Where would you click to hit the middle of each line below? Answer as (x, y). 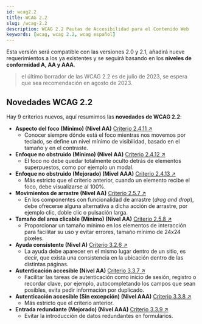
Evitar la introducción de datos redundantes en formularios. (99, 315)
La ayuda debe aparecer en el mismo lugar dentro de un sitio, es (105, 251)
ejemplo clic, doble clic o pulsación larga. (76, 212)
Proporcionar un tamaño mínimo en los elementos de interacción (105, 225)
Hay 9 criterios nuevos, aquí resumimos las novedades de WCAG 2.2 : (94, 117)
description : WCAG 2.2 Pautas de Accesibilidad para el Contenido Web (98, 29)
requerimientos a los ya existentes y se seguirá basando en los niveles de (99, 58)
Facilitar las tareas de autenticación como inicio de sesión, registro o (110, 277)
